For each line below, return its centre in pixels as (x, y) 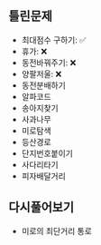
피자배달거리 (44, 176)
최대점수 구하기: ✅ (54, 40)
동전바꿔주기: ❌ (49, 63)
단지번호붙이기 (47, 153)
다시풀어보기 (41, 207)
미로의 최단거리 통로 (56, 230)
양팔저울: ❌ (41, 73)
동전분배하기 (44, 85)
